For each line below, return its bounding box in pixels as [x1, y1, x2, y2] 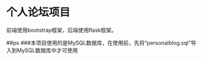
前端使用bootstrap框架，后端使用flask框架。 [6, 26, 117, 34]
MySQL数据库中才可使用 [16, 46, 78, 54]
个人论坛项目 [6, 5, 71, 19]
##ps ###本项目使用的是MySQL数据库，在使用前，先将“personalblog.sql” [6, 39, 191, 46]
